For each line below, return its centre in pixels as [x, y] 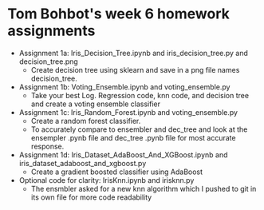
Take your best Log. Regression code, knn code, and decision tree [140, 95]
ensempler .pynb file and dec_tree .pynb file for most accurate [133, 137]
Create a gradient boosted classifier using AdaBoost [117, 172]
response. [47, 146]
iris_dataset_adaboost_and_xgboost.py [83, 163]
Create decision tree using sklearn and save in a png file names [135, 69]
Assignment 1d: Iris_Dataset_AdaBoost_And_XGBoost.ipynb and [123, 155]
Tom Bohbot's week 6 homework [119, 14]
